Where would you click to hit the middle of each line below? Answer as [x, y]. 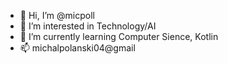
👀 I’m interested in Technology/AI [88, 26]
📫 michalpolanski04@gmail [77, 48]
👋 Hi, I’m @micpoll [57, 15]
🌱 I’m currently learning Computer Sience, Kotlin [119, 36]
